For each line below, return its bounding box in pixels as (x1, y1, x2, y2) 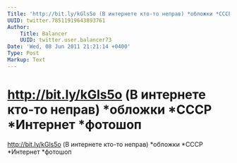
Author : (7, 23, 30, 30)
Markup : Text (7, 56, 46, 64)
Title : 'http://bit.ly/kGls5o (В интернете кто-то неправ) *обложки (7, 10, 213, 18)
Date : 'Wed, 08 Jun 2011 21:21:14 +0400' (7, 43, 131, 50)
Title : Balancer (20, 30, 68, 37)
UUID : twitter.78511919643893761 (7, 17, 106, 24)
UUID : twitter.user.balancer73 (20, 37, 112, 44)
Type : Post (7, 50, 39, 57)
